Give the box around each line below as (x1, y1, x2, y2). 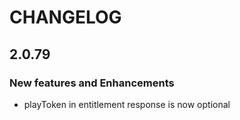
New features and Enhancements (9, 76, 175, 90)
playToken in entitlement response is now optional (23, 98, 231, 110)
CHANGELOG (9, 6, 122, 29)
